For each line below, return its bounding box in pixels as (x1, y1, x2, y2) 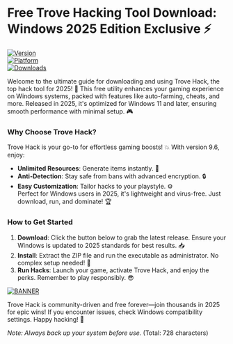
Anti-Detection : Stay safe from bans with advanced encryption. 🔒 (17, 172, 207, 180)
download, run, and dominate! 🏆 (17, 197, 112, 206)
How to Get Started (7, 217, 73, 227)
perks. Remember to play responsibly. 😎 (17, 273, 134, 281)
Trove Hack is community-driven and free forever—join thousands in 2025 (7, 300, 220, 308)
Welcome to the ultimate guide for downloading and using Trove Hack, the (7, 77, 220, 85)
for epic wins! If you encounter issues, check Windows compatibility (7, 308, 203, 316)
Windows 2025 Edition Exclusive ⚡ (7, 21, 212, 37)
